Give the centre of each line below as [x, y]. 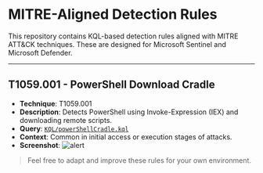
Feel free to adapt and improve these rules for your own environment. [139, 160]
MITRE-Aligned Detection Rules [113, 14]
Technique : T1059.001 [56, 103]
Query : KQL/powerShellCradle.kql [74, 128]
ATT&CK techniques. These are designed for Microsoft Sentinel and [117, 44]
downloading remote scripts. [65, 120]
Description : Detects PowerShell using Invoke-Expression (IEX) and [129, 112]
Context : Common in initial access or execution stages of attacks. [126, 137]
